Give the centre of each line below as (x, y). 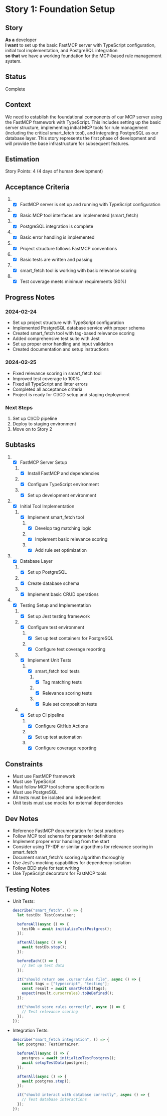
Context (18, 105)
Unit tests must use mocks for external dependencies (68, 803)
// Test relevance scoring (50, 1012)
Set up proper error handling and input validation (63, 344)
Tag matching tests (62, 682)
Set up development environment (62, 496)
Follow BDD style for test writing (46, 868)
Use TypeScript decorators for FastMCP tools (59, 873)
